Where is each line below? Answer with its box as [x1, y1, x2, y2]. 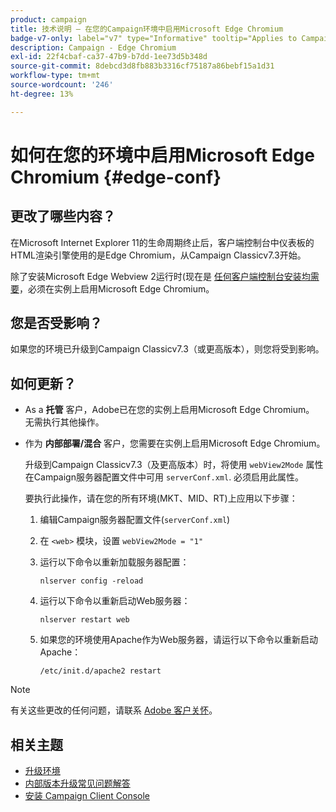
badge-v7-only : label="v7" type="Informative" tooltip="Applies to [10, 33, 298, 43]
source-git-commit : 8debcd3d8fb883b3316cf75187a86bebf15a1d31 [10, 61, 275, 71]
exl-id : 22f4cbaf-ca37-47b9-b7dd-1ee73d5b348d [10, 52, 208, 62]
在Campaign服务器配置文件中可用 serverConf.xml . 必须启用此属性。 [24, 471, 305, 483]
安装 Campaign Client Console [24, 790, 151, 802]
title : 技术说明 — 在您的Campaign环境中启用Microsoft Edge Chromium [10, 24, 284, 34]
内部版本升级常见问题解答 [24, 777, 131, 790]
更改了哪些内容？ [10, 208, 116, 225]
